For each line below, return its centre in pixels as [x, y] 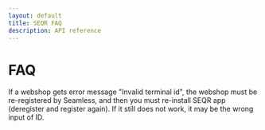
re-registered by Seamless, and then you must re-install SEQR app [117, 100]
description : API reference [55, 30]
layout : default [35, 16]
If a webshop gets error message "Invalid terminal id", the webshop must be [133, 92]
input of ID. [26, 117]
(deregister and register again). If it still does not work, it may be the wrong [131, 109]
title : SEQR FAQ [35, 23]
